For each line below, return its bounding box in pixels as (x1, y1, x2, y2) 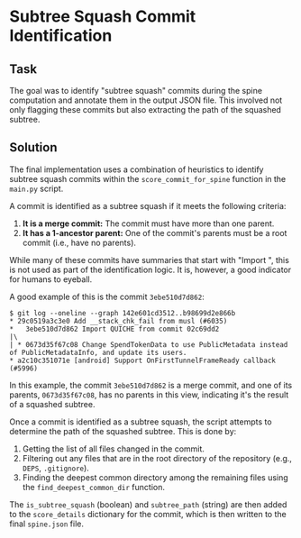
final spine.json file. (9, 518, 84, 529)
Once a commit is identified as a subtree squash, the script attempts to (9, 416, 272, 427)
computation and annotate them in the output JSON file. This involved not (9, 95, 283, 105)
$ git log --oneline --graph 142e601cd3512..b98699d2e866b (9, 308, 236, 317)
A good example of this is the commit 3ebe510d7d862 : (9, 291, 205, 302)
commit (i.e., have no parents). (22, 237, 137, 248)
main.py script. (9, 183, 64, 194)
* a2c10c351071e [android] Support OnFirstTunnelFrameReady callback (9, 356, 277, 365)
